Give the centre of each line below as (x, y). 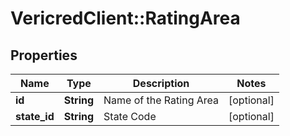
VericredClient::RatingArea (125, 18)
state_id (35, 116)
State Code (130, 116)
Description (161, 83)
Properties (44, 55)
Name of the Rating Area (161, 100)
